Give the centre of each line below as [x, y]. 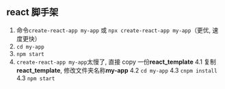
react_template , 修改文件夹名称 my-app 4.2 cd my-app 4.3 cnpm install [117, 70]
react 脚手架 [32, 12]
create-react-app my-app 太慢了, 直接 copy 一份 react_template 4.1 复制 [116, 62]
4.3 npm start [36, 78]
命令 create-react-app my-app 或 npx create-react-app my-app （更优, [114, 30]
